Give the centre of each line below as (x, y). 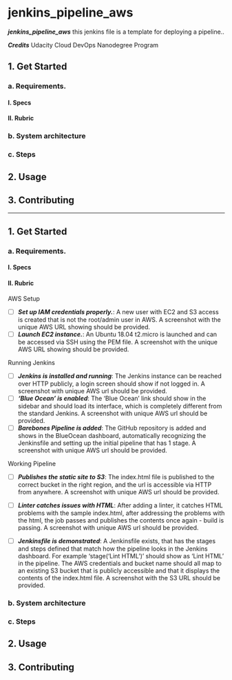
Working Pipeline (32, 463)
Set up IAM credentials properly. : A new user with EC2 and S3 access (118, 311)
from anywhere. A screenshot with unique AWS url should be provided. (118, 492)
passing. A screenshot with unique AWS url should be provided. (108, 528)
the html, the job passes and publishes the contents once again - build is (121, 520)
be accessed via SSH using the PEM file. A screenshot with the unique (117, 342)
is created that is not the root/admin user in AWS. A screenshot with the (119, 319)
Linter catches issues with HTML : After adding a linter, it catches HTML (120, 505)
